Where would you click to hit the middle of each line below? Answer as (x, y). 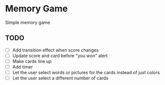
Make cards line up (32, 61)
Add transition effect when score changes (55, 50)
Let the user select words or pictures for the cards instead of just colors (86, 72)
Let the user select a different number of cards (60, 78)
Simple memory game (28, 22)
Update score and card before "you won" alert (60, 56)
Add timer (23, 67)
